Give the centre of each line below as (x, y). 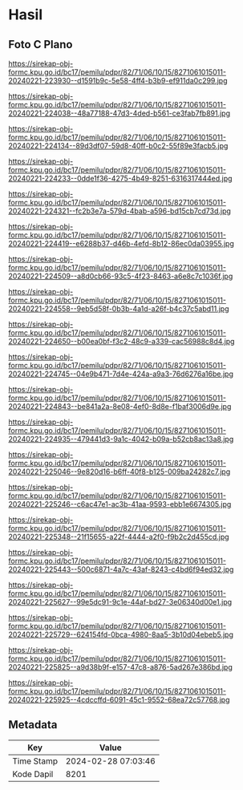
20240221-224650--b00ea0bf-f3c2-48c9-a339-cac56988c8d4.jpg (121, 341)
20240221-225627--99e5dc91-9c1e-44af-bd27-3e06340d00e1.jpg (120, 602)
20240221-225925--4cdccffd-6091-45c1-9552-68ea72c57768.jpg (119, 700)
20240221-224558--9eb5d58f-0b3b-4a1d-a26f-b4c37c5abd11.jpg (119, 309)
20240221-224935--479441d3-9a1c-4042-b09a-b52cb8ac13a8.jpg (121, 439)
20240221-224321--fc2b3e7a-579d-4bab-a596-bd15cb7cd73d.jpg (119, 211)
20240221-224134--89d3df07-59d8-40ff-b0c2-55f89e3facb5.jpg (118, 146)
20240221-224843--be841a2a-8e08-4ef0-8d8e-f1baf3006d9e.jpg (120, 406)
